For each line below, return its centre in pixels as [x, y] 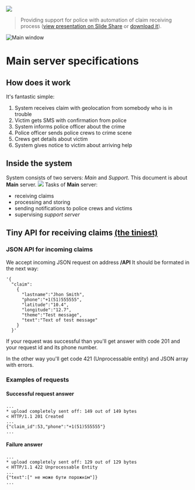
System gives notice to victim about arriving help [73, 145]
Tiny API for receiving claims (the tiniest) [82, 233]
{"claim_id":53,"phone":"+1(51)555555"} [56, 426]
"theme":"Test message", [52, 315]
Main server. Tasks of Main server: [52, 185]
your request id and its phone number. [52, 347]
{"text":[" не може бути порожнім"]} [52, 477]
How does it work [39, 83]
